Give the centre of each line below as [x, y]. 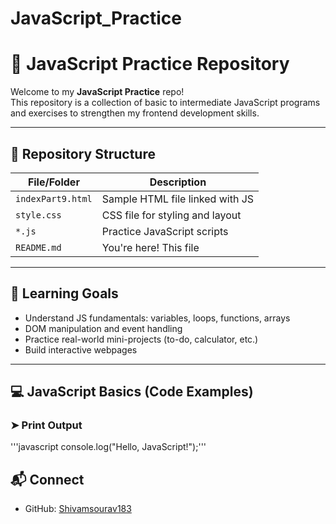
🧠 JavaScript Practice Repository [150, 64]
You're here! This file [150, 247]
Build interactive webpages [81, 349]
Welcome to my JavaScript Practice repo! [97, 92]
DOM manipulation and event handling [103, 328]
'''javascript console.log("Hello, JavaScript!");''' [108, 447]
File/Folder [53, 182]
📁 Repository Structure [83, 153]
